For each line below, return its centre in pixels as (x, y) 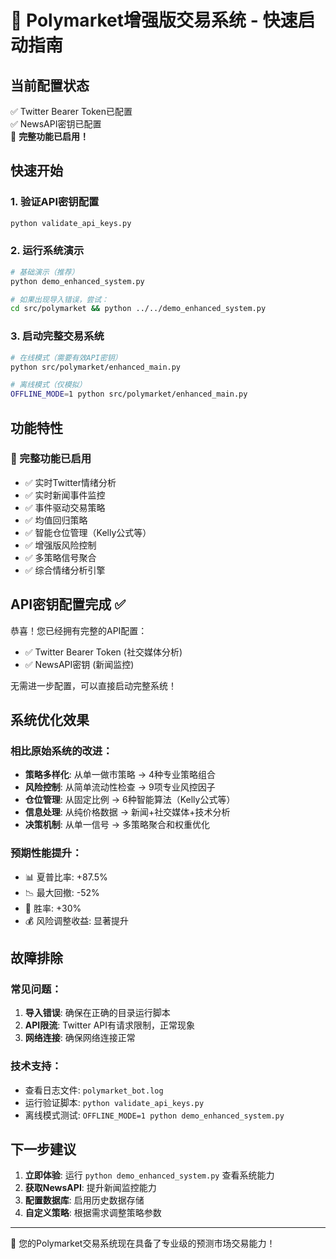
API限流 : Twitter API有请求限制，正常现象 (109, 1025)
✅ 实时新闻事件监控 (65, 495)
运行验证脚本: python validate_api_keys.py (114, 1102)
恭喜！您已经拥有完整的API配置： (79, 630)
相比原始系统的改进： (61, 751)
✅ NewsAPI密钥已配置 (56, 124)
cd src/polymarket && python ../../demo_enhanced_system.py (138, 309)
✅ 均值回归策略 (56, 520)
